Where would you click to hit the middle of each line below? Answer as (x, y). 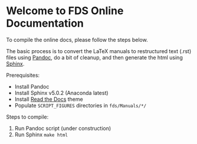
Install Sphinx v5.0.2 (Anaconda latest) (61, 93)
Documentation (45, 23)
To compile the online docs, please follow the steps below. (77, 40)
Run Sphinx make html (41, 135)
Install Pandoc (32, 86)
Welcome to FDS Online (65, 11)
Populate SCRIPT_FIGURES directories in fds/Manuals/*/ (80, 105)
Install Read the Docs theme (49, 99)
